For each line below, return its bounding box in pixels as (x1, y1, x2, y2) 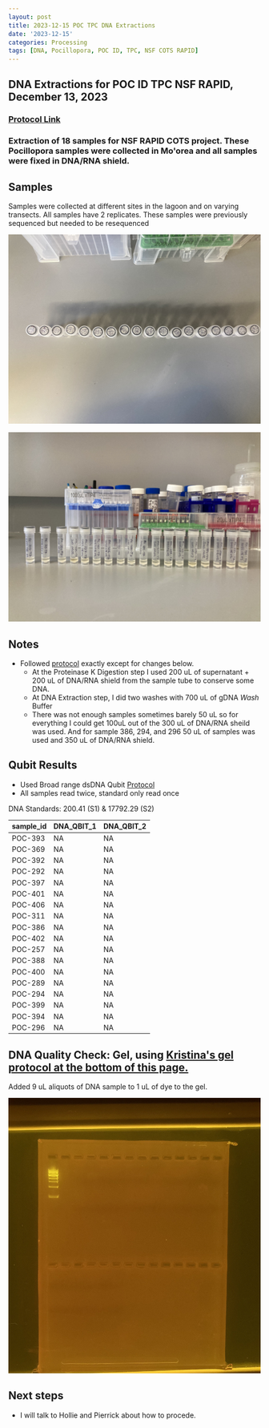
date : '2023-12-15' (8, 30, 74, 38)
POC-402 (11, 934, 46, 943)
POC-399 (11, 1000, 46, 1010)
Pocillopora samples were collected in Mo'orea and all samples (8, 145, 258, 156)
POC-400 (11, 966, 46, 977)
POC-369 (11, 844, 46, 853)
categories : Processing (8, 38, 88, 46)
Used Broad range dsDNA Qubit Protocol (19, 780, 155, 789)
